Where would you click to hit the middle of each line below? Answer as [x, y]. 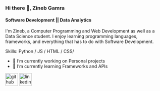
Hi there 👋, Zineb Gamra [35, 8]
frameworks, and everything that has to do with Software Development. [79, 41]
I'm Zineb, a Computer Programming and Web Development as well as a [80, 31]
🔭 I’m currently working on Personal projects [59, 61]
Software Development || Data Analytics [48, 20]
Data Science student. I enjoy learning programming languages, [71, 36]
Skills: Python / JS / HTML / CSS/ [40, 51]
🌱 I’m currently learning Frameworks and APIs [60, 66]
